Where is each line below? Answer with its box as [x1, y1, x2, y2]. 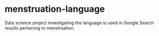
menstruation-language [4, 3, 105, 15]
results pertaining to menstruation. [4, 25, 75, 31]
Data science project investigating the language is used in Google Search [4, 20, 154, 26]
